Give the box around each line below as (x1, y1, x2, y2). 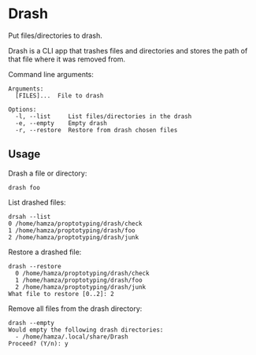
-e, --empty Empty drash (15, 119, 108, 127)
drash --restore (8, 262, 61, 270)
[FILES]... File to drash (15, 91, 104, 99)
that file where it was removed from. (8, 54, 126, 64)
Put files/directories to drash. (8, 31, 102, 40)
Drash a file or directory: (8, 168, 87, 178)
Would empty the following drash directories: (8, 326, 164, 334)
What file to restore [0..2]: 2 (8, 290, 114, 298)
